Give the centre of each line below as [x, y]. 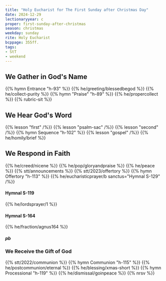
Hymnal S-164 [20, 215]
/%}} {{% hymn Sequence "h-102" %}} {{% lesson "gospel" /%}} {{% [77, 132]
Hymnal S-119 [20, 193]
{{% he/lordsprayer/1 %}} [31, 204]
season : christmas [24, 29]
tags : [11, 47]
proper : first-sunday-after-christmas [45, 24]
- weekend [15, 56]
